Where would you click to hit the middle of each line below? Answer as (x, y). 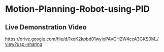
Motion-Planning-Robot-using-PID (78, 9)
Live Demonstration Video (46, 27)
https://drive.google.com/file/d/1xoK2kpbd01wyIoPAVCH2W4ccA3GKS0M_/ (82, 39)
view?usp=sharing (24, 44)
